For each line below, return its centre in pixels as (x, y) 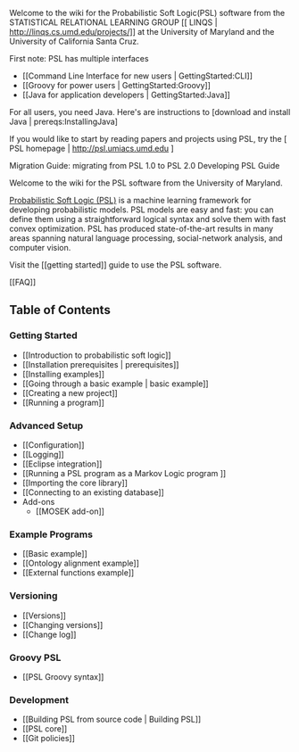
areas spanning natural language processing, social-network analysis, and (146, 238)
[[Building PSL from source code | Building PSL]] (112, 719)
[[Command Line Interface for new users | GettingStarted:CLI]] (137, 76)
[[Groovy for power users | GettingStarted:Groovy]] (116, 85)
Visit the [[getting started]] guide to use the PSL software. (116, 265)
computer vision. (40, 248)
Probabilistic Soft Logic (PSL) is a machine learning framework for (130, 200)
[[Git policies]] (49, 739)
